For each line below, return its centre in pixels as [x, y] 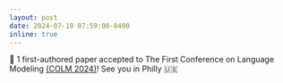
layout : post [34, 17]
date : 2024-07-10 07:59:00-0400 [69, 26]
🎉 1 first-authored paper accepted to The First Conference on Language [142, 60]
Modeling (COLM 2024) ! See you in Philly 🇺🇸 [94, 69]
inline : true [34, 34]
